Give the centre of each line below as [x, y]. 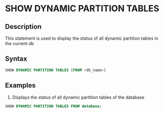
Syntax [16, 59]
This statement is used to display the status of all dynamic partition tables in [82, 38]
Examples [20, 85]
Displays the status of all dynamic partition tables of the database [78, 97]
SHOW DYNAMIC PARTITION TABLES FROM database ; [53, 106]
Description [23, 27]
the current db [20, 44]
